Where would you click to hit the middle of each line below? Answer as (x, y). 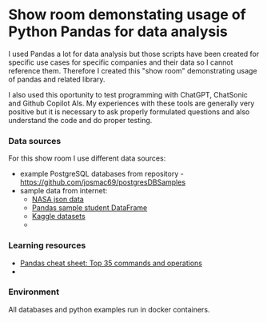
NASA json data (58, 199)
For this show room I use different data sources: (87, 158)
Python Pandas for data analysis (118, 32)
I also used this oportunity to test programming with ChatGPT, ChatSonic (128, 94)
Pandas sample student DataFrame (90, 208)
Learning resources (47, 245)
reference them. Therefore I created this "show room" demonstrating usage (133, 70)
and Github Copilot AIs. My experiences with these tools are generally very (132, 103)
